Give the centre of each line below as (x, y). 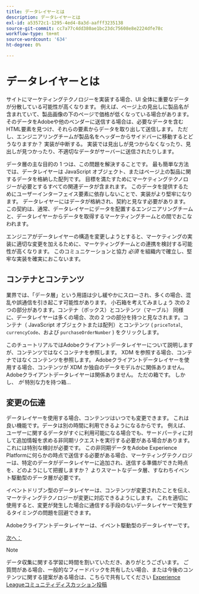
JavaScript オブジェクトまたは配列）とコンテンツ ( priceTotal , (105, 324)
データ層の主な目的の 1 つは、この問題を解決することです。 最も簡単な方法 (97, 164)
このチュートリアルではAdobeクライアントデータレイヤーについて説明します (100, 345)
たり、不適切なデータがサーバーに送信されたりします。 (110, 151)
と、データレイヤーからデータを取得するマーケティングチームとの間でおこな (99, 216)
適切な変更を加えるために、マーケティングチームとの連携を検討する (99, 244)
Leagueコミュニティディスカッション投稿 (57, 584)
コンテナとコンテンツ (45, 279)
